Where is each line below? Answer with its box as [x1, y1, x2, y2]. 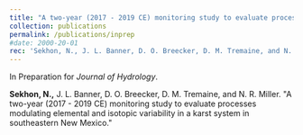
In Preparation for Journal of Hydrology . [9, 71, 159, 82]
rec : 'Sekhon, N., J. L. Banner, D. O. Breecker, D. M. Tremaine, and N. [9, 47, 293, 56]
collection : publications [9, 22, 106, 31]
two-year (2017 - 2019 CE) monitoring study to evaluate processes [9, 98, 257, 109]
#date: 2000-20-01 [9, 38, 78, 48]
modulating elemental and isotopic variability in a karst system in [9, 108, 250, 119]
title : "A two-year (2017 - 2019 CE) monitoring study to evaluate [9, 13, 269, 22]
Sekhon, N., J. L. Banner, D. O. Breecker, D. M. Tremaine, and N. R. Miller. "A [9, 89, 292, 100]
